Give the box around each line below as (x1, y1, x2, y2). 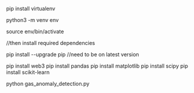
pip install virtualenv (6, 5, 55, 12)
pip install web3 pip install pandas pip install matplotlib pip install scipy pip (6, 62, 189, 69)
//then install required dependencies (6, 40, 95, 46)
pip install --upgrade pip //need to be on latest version (6, 51, 139, 58)
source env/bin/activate (6, 28, 64, 35)
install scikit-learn (6, 69, 50, 76)
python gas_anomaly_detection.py (6, 80, 90, 87)
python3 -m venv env (6, 17, 59, 23)
